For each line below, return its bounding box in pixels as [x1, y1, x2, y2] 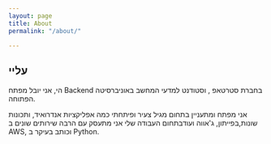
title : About [8, 19, 53, 28]
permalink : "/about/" [8, 27, 82, 35]
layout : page [8, 11, 53, 20]
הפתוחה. [8, 94, 36, 104]
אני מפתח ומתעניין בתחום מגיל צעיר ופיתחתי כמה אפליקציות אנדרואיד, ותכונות [8, 110, 247, 120]
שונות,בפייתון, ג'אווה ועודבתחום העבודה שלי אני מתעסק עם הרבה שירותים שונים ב [8, 118, 258, 128]
